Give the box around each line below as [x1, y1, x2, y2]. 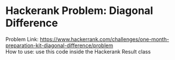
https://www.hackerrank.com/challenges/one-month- [39, 36, 169, 43]
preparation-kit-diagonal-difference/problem [5, 42, 114, 49]
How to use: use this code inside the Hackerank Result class [5, 48, 151, 55]
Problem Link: [5, 36, 39, 43]
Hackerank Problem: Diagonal [5, 4, 153, 17]
